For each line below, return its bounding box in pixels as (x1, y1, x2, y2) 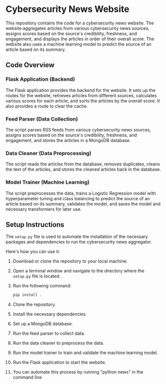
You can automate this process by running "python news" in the (12, 369, 143, 375)
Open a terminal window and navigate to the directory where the (12, 268, 145, 274)
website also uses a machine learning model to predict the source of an (5, 41, 152, 47)
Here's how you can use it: (5, 249, 60, 255)
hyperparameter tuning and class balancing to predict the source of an (5, 195, 150, 201)
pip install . (12, 292, 42, 297)
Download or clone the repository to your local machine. (12, 258, 128, 264)
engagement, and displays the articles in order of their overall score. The (5, 36, 155, 42)
